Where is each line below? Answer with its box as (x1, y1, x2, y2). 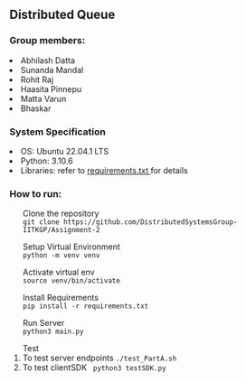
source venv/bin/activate (22, 276, 120, 285)
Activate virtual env (22, 266, 95, 278)
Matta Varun (21, 93, 67, 104)
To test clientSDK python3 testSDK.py (22, 362, 166, 373)
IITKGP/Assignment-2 (22, 226, 100, 235)
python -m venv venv (22, 251, 100, 260)
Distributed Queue (9, 7, 116, 23)
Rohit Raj (21, 74, 54, 85)
